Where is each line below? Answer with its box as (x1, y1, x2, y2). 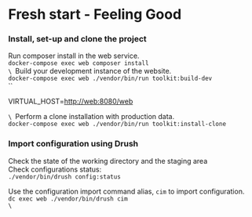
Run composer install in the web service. (8, 51, 140, 60)
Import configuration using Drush (8, 139, 139, 150)
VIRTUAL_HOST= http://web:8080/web (8, 96, 133, 107)
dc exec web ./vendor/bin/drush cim (8, 194, 128, 203)
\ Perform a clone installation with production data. (8, 112, 175, 121)
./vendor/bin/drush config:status (8, 172, 122, 181)
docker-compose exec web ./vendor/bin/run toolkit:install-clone (8, 120, 226, 128)
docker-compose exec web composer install (8, 60, 149, 67)
